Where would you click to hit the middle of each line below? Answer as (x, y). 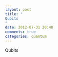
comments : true (20, 32)
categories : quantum (26, 37)
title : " (14, 14)
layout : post (18, 9)
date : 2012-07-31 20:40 (29, 28)
